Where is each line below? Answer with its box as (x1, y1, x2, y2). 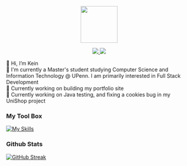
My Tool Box (6, 112, 42, 120)
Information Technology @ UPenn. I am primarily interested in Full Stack (6, 72, 181, 79)
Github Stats (6, 140, 43, 148)
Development (6, 79, 39, 85)
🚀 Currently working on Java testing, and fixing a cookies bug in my (6, 91, 171, 98)
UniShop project (6, 97, 46, 104)
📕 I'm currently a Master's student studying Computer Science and (6, 66, 169, 73)
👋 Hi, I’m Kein (6, 60, 38, 67)
